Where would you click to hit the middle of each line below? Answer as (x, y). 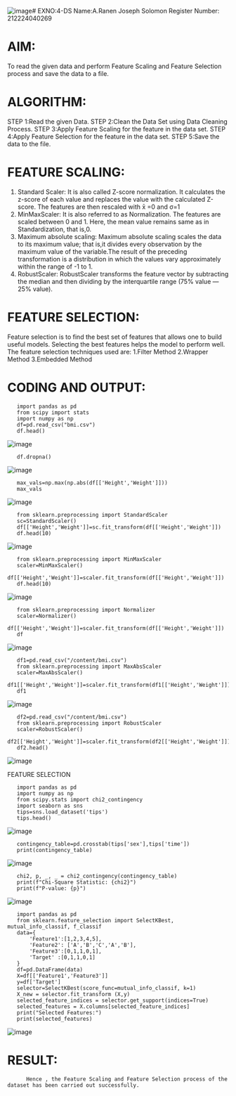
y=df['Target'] (39, 982)
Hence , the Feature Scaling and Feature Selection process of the (127, 1079)
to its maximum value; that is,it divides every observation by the (110, 244)
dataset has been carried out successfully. (73, 1085)
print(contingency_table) (54, 850)
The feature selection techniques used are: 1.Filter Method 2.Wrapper (108, 352)
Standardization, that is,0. (54, 229)
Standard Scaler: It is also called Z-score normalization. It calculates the (122, 192)
